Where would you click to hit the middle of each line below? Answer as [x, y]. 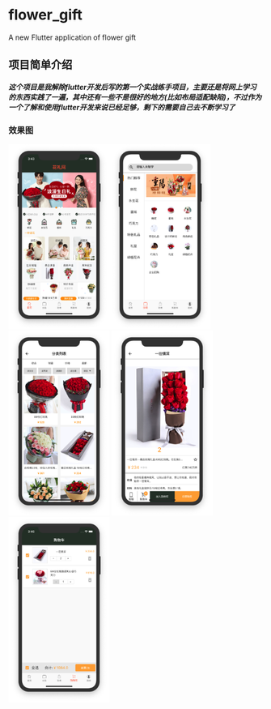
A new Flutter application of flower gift [72, 37]
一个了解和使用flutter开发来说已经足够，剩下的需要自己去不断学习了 [122, 107]
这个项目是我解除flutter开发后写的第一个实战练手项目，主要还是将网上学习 [133, 87]
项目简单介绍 [40, 65]
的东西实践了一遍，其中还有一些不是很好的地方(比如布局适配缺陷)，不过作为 [135, 97]
